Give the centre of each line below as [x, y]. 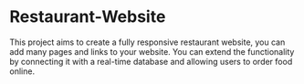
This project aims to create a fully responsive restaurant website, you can [147, 42]
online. [22, 71]
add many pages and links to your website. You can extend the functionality [152, 51]
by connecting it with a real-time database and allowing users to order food [151, 61]
